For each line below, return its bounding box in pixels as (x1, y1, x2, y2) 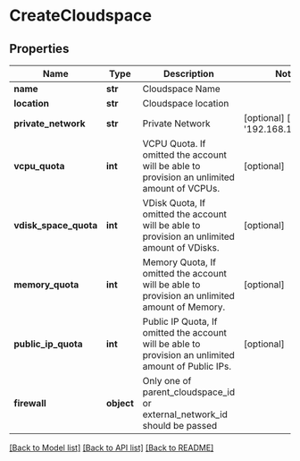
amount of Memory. (142, 301, 226, 313)
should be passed (142, 420, 218, 431)
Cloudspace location (142, 98, 229, 109)
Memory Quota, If (142, 256, 217, 269)
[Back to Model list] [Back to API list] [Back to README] (9, 442, 214, 453)
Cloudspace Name (142, 82, 221, 95)
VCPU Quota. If (142, 138, 206, 149)
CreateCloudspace (9, 5, 152, 26)
